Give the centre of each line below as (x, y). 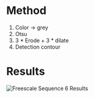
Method (26, 11)
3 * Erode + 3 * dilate (42, 40)
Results (26, 72)
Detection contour (38, 47)
